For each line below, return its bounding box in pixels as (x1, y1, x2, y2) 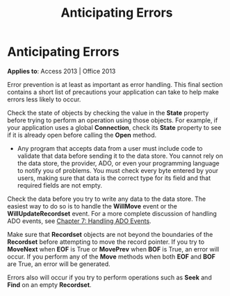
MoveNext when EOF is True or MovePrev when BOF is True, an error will (7, 245, 220, 253)
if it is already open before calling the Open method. (7, 131, 157, 139)
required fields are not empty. (17, 181, 103, 189)
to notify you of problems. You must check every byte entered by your (17, 166, 219, 174)
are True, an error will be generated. (7, 259, 111, 268)
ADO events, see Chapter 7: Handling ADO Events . (7, 217, 151, 225)
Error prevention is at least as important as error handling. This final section (7, 80, 224, 88)
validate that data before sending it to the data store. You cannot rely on (17, 151, 224, 160)
